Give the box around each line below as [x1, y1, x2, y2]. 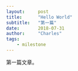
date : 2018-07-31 [6, 25, 65, 31]
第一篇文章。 [6, 59, 37, 66]
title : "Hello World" [6, 14, 73, 20]
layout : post [6, 8, 49, 15]
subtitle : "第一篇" [6, 20, 57, 25]
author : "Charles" [6, 31, 62, 37]
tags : [6, 36, 19, 42]
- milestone [17, 42, 46, 48]
